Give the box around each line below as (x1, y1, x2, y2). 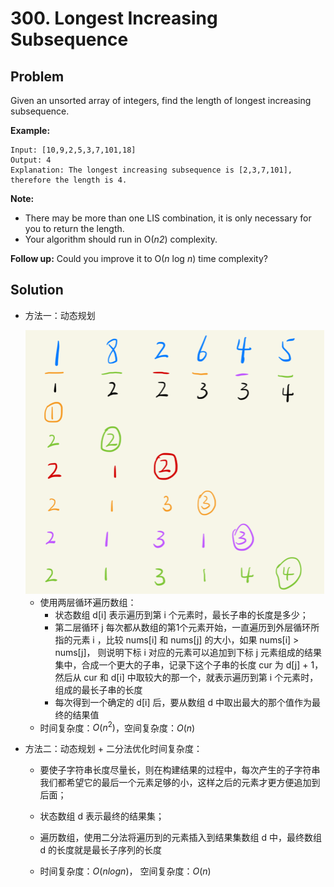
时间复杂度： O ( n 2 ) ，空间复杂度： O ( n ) (39, 720, 196, 734)
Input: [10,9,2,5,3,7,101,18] (10, 145, 137, 155)
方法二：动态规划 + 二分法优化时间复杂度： (24, 743, 203, 755)
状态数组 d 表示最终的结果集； (39, 810, 165, 822)
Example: (10, 125, 51, 136)
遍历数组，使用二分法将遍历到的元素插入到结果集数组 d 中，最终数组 (39, 832, 323, 844)
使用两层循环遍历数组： (39, 596, 137, 608)
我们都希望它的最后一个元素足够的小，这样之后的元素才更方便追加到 (39, 777, 321, 789)
